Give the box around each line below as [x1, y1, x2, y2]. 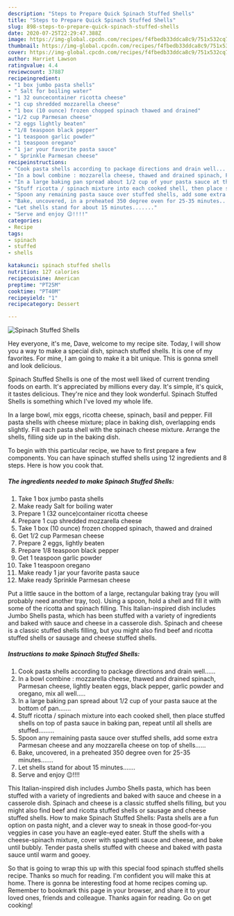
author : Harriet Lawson [8, 56, 77, 63]
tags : [8, 230, 24, 237]
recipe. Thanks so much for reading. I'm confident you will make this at [8, 871, 211, 880]
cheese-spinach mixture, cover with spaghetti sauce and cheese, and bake [8, 836, 224, 844]
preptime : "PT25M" [8, 281, 61, 289]
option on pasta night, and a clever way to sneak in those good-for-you [8, 821, 212, 830]
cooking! [8, 901, 33, 910]
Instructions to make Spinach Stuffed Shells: [8, 650, 140, 658]
